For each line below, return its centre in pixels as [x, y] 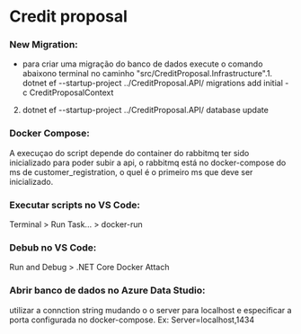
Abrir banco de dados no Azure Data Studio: [107, 291]
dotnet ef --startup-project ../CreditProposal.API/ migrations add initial [152, 83]
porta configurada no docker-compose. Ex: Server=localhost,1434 [132, 320]
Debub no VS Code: [53, 247]
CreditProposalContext [71, 92]
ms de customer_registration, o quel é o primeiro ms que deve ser [131, 171]
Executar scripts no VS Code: [75, 205]
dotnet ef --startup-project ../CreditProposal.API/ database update [146, 110]
